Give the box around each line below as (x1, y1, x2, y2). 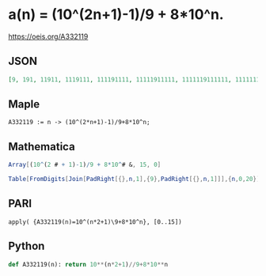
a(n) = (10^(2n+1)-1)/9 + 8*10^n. (8, 6, 224, 24)
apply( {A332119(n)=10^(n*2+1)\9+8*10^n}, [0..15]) (8, 217, 182, 226)
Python (8, 240, 45, 253)
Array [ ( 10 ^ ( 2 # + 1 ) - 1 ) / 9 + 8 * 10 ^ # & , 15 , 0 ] (8, 161, 161, 169)
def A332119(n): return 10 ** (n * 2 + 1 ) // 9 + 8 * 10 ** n (8, 260, 169, 268)
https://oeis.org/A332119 (8, 32, 89, 41)
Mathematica (8, 140, 75, 153)
